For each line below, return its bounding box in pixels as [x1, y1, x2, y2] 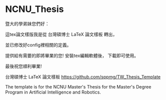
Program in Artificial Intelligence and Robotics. [5, 89, 102, 95]
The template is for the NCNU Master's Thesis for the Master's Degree [5, 83, 152, 89]
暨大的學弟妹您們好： [5, 20, 49, 26]
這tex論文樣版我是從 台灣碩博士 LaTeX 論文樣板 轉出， [5, 31, 117, 37]
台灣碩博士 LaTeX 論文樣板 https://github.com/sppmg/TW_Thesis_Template [5, 73, 161, 79]
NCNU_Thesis [5, 3, 64, 15]
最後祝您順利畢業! [5, 63, 42, 69]
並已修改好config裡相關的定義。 [5, 41, 71, 48]
